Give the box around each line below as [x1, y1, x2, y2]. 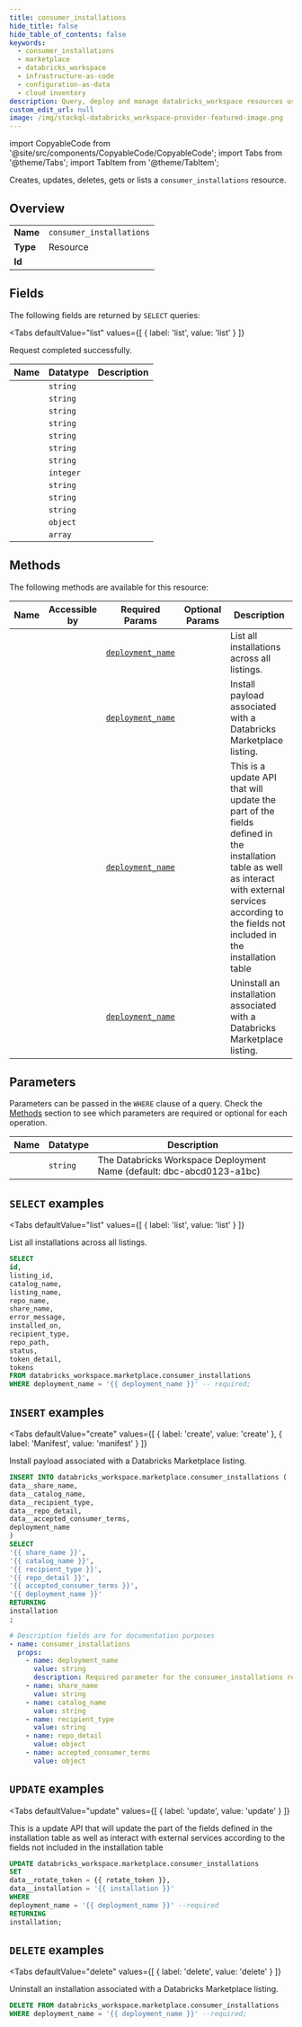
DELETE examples [9, 1943, 105, 1958]
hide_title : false [9, 22, 78, 31]
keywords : [9, 38, 47, 48]
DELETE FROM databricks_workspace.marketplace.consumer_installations [9, 2001, 280, 2010]
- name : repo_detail [25, 1731, 102, 1740]
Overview [9, 200, 66, 216]
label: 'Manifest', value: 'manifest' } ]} [9, 1438, 148, 1448]
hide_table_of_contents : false [9, 30, 127, 39]
